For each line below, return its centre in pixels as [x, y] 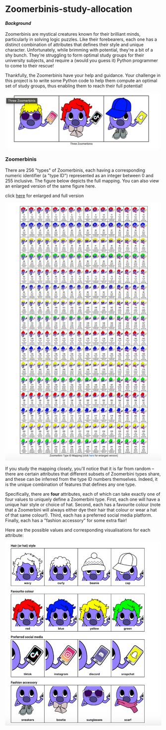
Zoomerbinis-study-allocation [69, 9]
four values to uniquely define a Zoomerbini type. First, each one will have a [83, 499]
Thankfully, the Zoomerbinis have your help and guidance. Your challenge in [83, 75]
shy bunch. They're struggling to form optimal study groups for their [75, 55]
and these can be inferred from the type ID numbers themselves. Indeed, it [81, 479]
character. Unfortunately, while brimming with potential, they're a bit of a [79, 50]
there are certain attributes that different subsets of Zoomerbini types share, [83, 474]
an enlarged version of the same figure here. [51, 186]
